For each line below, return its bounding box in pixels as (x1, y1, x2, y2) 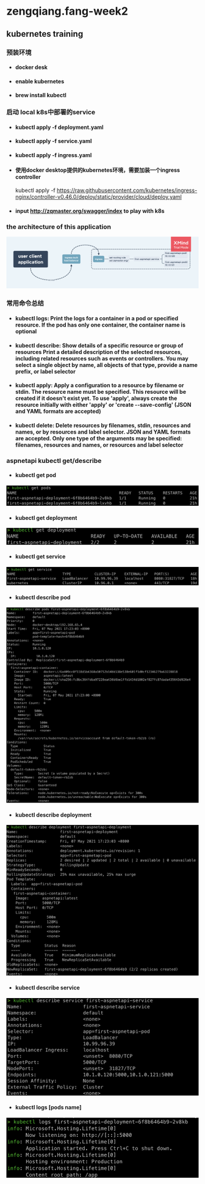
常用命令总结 (6, 299, 45, 308)
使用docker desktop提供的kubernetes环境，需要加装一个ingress (15, 166, 180, 174)
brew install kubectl (15, 92, 67, 99)
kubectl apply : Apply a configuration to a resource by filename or (15, 382, 184, 389)
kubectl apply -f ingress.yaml (15, 151, 92, 158)
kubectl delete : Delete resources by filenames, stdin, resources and (15, 421, 191, 429)
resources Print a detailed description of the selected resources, (15, 348, 182, 355)
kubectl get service (15, 553, 66, 560)
